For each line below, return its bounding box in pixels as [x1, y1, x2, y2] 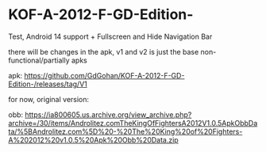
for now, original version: [8, 94, 90, 104]
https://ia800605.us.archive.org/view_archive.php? [25, 109, 192, 120]
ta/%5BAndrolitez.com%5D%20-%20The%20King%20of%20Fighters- [8, 127, 243, 136]
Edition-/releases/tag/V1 [8, 79, 87, 89]
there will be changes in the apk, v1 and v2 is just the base [8, 47, 199, 56]
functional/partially [8, 55, 70, 65]
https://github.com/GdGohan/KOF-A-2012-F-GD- [24, 70, 185, 80]
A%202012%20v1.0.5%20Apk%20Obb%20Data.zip [8, 135, 179, 144]
